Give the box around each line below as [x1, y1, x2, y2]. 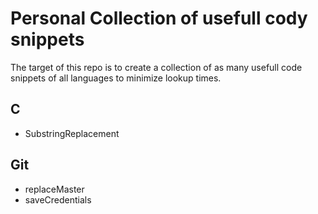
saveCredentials [24, 193, 92, 206]
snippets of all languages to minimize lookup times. [10, 72, 222, 84]
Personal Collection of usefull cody [10, 7, 308, 30]
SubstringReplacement [24, 127, 120, 139]
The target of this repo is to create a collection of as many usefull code [10, 61, 303, 73]
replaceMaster [24, 183, 85, 195]
